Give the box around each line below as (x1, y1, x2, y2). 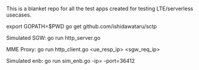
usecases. (6, 11, 32, 18)
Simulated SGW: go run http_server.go (6, 34, 101, 41)
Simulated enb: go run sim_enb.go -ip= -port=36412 (6, 58, 135, 64)
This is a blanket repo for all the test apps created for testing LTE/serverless (6, 5, 194, 12)
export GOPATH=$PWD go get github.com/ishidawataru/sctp (6, 23, 157, 30)
